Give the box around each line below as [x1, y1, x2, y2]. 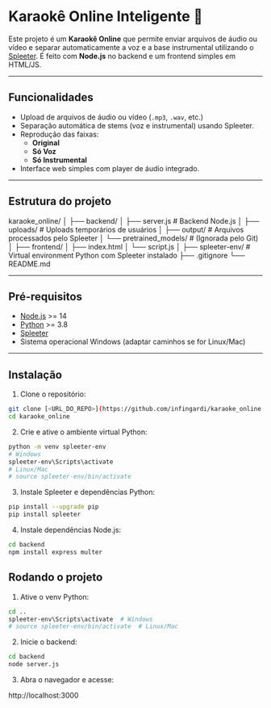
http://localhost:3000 [8, 690, 79, 700]
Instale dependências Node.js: [19, 525, 122, 535]
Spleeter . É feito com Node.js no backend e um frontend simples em [8, 51, 236, 61]
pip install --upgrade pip [8, 503, 99, 511]
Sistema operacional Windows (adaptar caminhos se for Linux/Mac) [19, 337, 246, 346]
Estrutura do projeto [8, 195, 111, 208]
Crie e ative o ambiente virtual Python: [19, 427, 148, 437]
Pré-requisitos [8, 290, 83, 304]
